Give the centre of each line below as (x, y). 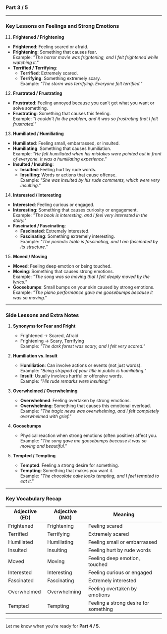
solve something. (30, 108)
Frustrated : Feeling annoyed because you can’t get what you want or (83, 103)
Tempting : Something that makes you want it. (67, 470)
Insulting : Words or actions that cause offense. (68, 175)
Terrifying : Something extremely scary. (60, 78)
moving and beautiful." (44, 446)
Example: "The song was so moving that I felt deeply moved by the (81, 277)
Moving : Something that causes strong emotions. (63, 271)
